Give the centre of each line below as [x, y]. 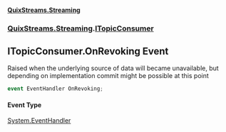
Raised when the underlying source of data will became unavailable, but [113, 68]
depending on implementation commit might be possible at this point [108, 76]
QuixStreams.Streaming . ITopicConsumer [81, 28]
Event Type [25, 105]
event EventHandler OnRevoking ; [55, 89]
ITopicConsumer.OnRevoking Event [88, 51]
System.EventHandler [39, 121]
